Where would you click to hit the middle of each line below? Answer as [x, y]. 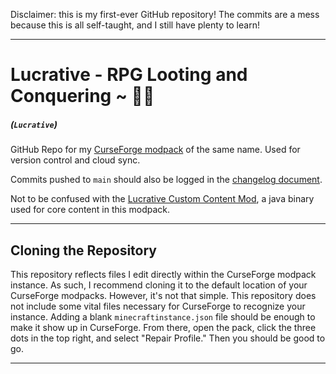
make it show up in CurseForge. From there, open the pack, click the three [163, 327]
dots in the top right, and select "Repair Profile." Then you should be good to [168, 338]
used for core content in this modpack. [90, 210]
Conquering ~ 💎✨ [82, 96]
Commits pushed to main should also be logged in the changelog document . [166, 180]
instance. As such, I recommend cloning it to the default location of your [159, 285]
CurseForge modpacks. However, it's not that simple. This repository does [163, 295]
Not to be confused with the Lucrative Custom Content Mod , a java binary [162, 199]
